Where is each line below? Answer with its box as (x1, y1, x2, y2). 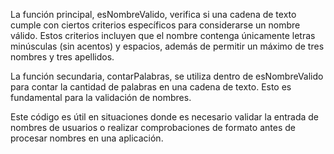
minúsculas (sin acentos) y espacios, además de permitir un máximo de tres (10, 40, 325, 52)
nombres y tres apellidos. (10, 51, 115, 63)
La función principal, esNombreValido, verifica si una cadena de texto (10, 9, 297, 20)
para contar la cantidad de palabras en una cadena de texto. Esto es (10, 81, 292, 93)
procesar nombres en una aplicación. (10, 132, 164, 144)
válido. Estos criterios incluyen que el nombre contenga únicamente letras (10, 30, 316, 41)
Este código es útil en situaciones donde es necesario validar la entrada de (10, 111, 320, 123)
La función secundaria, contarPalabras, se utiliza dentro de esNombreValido (10, 70, 324, 82)
